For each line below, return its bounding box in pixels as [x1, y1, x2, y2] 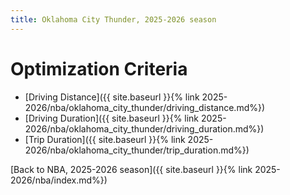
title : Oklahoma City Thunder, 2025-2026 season [10, 14, 217, 25]
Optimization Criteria [10, 57, 188, 80]
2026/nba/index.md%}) [10, 174, 108, 186]
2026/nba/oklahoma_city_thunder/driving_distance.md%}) [24, 101, 266, 113]
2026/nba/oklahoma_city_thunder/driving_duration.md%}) [24, 122, 265, 135]
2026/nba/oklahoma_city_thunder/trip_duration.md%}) [24, 144, 250, 156]
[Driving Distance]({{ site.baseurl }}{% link [24, 91, 200, 103]
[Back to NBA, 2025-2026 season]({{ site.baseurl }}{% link [10, 163, 253, 175]
